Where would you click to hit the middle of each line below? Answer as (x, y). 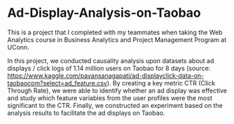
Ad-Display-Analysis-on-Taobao (104, 13)
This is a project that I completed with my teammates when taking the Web (115, 32)
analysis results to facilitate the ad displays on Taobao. (86, 113)
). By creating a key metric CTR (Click (161, 83)
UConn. (18, 47)
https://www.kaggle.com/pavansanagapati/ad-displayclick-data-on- (106, 76)
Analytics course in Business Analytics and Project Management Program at (117, 39)
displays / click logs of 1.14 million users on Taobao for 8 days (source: (109, 68)
